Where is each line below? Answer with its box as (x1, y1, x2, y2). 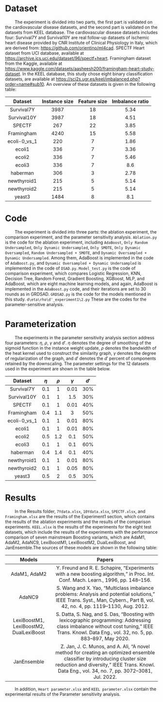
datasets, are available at (5, 76, 55, 82)
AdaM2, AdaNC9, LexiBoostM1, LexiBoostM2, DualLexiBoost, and (5, 539, 136, 545)
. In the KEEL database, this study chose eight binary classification (20, 71, 153, 77)
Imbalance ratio (112, 98, 149, 105)
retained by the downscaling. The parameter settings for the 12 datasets (5, 360, 149, 366)
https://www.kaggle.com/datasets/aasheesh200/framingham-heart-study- (5, 65, 154, 71)
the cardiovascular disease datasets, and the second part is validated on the (5, 24, 158, 30)
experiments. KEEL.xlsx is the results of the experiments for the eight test (5, 524, 152, 529)
